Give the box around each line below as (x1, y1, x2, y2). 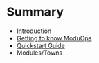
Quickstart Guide (16, 41, 65, 49)
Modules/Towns (16, 49, 63, 57)
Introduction (16, 27, 52, 35)
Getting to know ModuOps (16, 34, 92, 42)
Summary (6, 4, 64, 20)
